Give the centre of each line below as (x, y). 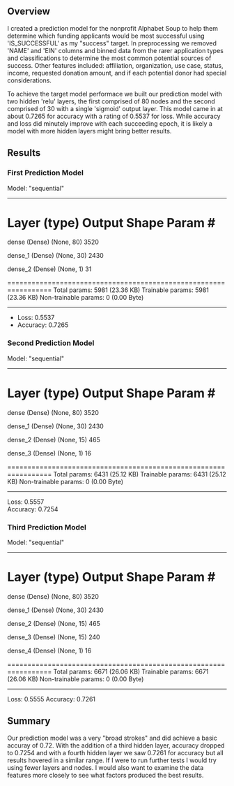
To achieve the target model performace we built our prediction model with (115, 94)
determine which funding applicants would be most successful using (106, 36)
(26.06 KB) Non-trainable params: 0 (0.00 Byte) (76, 679)
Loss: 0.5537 (36, 318)
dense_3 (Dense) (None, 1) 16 (49, 453)
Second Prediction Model (51, 343)
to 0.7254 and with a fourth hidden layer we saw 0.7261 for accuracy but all (116, 752)
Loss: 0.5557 (26, 502)
